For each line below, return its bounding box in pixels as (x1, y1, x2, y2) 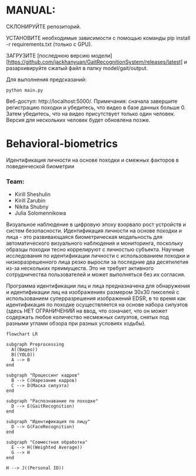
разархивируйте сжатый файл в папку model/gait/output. (6, 64, 148, 71)
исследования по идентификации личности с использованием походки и (6, 252, 190, 259)
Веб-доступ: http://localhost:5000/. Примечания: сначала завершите (6, 98, 178, 105)
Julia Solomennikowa (14, 209, 66, 217)
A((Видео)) (11, 347, 38, 353)
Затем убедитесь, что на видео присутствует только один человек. (6, 110, 175, 117)
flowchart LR (6, 331, 38, 337)
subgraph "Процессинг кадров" (6, 372, 80, 378)
